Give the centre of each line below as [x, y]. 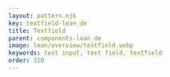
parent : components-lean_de [55, 38]
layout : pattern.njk [43, 16]
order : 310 [26, 61]
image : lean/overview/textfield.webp [71, 46]
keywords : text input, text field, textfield [85, 53]
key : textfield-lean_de [48, 23]
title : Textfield [37, 30]
